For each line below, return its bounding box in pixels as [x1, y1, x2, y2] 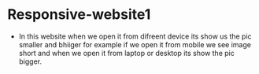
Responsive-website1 [7, 6, 151, 24]
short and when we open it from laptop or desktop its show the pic [18, 48, 235, 57]
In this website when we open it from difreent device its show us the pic [18, 31, 253, 41]
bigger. [18, 57, 43, 66]
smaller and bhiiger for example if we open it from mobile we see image [18, 39, 251, 49]
